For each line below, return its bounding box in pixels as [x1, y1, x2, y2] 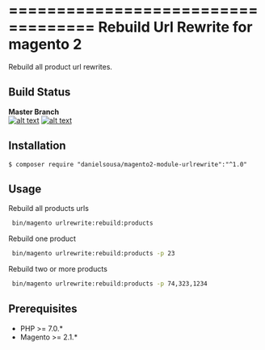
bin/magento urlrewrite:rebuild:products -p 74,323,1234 [11, 280, 208, 288]
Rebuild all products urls [8, 204, 89, 213]
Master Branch [8, 107, 59, 116]
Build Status [8, 86, 71, 99]
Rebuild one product [8, 234, 77, 243]
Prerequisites [8, 302, 78, 316]
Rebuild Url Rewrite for [98, 18, 253, 36]
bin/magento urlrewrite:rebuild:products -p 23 [11, 250, 175, 258]
